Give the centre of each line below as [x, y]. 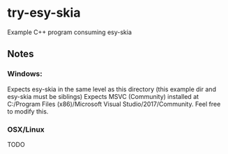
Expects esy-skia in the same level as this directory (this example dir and [112, 89]
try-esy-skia [44, 13]
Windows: [25, 74]
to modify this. [28, 111]
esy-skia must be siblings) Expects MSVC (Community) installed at [103, 96]
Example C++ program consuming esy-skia [70, 32]
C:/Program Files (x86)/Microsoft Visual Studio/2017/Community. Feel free [114, 104]
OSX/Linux [26, 129]
